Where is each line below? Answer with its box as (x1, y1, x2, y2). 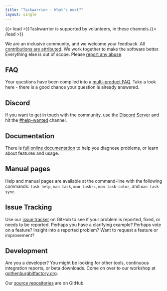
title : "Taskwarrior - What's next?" (5, 7, 84, 12)
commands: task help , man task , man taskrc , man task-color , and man (5, 183, 148, 189)
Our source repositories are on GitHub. (5, 280, 85, 286)
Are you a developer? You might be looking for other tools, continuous (5, 260, 149, 266)
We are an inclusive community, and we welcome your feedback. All (5, 40, 146, 46)
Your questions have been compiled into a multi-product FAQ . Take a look (5, 79, 156, 85)
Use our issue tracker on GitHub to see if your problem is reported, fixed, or (5, 216, 161, 222)
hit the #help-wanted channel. (5, 117, 67, 123)
